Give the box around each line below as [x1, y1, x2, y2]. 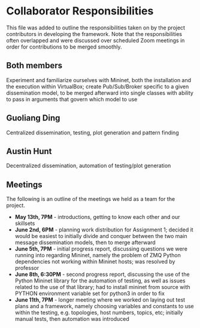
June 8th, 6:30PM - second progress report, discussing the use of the [14, 271, 190, 278]
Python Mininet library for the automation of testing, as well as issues [14, 277, 186, 284]
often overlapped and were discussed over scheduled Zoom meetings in [6, 37, 185, 44]
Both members [6, 61, 63, 71]
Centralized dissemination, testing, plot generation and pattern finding [6, 129, 179, 136]
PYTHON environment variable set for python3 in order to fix [14, 290, 165, 297]
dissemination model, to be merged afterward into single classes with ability [6, 89, 193, 97]
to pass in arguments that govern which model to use [6, 95, 138, 103]
